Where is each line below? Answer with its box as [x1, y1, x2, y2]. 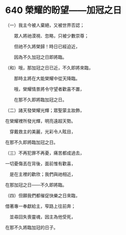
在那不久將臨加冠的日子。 [5, 224, 58, 230]
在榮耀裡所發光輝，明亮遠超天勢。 [5, 118, 76, 124]
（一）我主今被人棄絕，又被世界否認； [5, 22, 84, 28]
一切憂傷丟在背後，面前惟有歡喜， [5, 160, 76, 166]
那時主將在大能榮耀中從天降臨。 [14, 75, 80, 81]
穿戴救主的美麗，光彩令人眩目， [9, 128, 76, 134]
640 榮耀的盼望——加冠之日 [5, 5, 122, 16]
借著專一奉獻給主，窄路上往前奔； [5, 203, 76, 209]
